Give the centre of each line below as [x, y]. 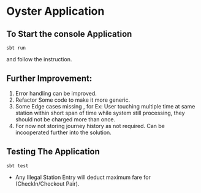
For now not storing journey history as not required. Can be [90, 126]
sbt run [16, 48]
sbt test [17, 166]
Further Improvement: [49, 79]
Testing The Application [53, 152]
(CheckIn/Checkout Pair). [47, 184]
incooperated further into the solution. [63, 132]
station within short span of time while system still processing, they [100, 113]
